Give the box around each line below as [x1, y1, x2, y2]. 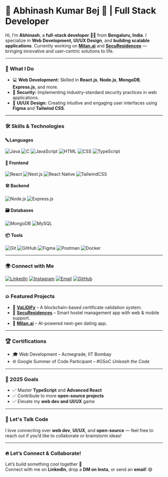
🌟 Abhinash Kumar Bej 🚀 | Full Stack [5, 5, 156, 16]
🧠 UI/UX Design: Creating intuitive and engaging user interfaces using [12, 100, 157, 106]
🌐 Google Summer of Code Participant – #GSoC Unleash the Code [12, 359, 150, 365]
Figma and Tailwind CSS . [12, 105, 65, 111]
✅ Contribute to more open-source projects [12, 393, 104, 399]
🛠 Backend [5, 183, 29, 189]
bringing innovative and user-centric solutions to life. [5, 48, 114, 54]
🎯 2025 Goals [5, 376, 38, 383]
